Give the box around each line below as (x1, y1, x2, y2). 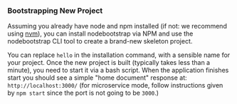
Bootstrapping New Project (7, 6, 103, 16)
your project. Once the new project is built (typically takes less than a (7, 58, 211, 67)
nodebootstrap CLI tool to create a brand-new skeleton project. (7, 37, 193, 46)
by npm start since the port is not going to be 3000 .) (7, 88, 159, 98)
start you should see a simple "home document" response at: (7, 73, 187, 82)
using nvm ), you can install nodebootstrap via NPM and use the (7, 29, 194, 38)
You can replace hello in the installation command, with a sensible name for (7, 51, 231, 59)
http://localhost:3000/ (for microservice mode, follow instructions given (7, 81, 223, 90)
